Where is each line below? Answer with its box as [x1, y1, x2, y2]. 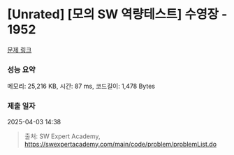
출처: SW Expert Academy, [24, 132, 101, 140]
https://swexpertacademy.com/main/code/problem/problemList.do [24, 140, 217, 148]
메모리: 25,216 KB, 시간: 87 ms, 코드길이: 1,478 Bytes [7, 82, 156, 91]
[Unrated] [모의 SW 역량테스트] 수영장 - [7, 6, 228, 22]
